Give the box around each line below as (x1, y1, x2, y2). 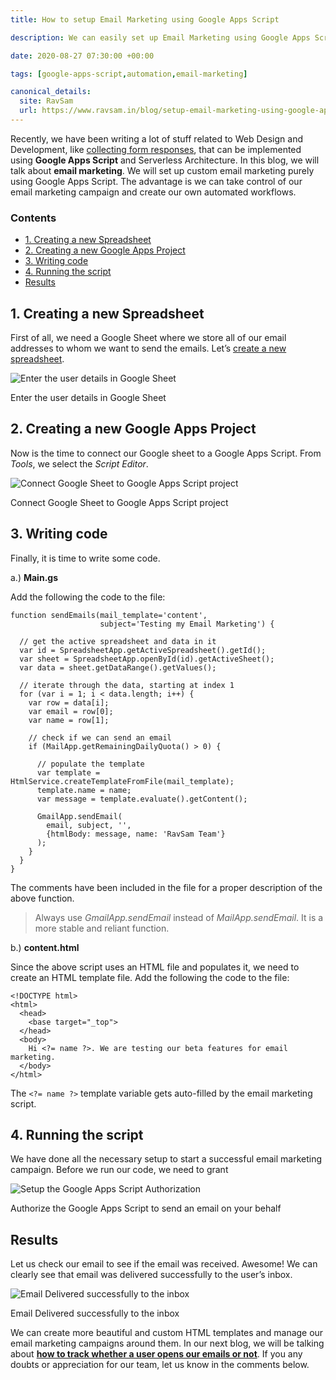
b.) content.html (10, 941, 80, 953)
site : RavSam (19, 96, 74, 106)
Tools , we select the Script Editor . (10, 457, 149, 470)
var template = (36, 767, 101, 778)
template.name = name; (36, 785, 132, 795)
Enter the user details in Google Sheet (10, 391, 167, 403)
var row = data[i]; (28, 697, 110, 708)
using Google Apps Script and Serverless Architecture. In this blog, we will (10, 154, 320, 166)
